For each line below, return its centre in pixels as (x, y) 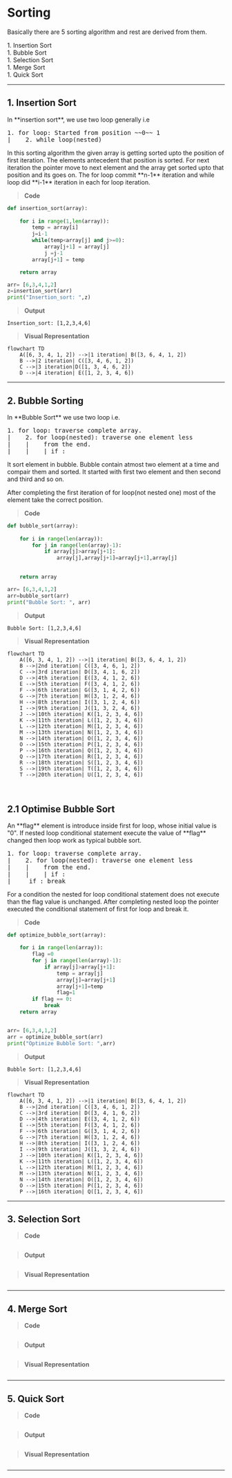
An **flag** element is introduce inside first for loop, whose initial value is (112, 826)
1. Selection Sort (30, 59)
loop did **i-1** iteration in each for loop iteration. (79, 182)
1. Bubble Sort (27, 53)
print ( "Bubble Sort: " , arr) (49, 602)
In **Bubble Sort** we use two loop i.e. (64, 417)
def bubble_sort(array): (43, 526)
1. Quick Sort (25, 75)
